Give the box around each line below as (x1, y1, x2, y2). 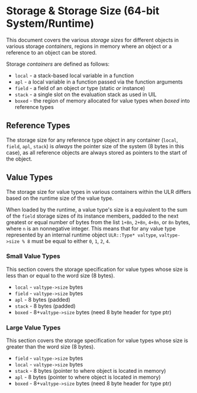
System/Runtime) (6, 17, 95, 30)
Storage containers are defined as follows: (6, 60, 110, 68)
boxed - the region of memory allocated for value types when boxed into (14, 97, 190, 104)
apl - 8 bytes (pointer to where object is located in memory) (14, 373, 161, 381)
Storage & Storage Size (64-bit (6, 4, 160, 18)
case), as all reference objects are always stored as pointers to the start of (6, 149, 188, 156)
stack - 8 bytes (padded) (14, 302, 76, 309)
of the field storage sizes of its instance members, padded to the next (6, 212, 179, 219)
